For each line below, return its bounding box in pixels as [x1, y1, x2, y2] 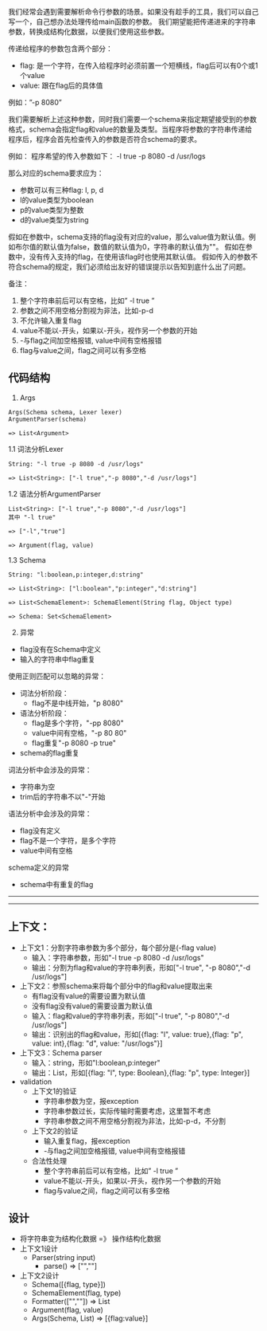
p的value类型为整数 [19, 206, 84, 214]
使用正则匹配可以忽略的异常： [8, 671, 106, 681]
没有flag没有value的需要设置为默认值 [31, 1001, 153, 1011]
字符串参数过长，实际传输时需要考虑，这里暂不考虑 [43, 1106, 211, 1116]
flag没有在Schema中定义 [19, 644, 102, 654]
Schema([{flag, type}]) [31, 1280, 106, 1290]
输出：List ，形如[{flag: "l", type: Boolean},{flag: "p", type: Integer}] [31, 1067, 250, 1078]
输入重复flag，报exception [43, 1136, 130, 1145]
